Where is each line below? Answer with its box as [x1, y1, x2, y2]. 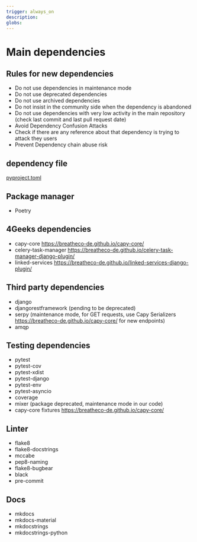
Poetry [14, 207, 31, 214]
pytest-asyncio [14, 388, 52, 395]
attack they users [14, 135, 57, 142]
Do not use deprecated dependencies [14, 91, 108, 98]
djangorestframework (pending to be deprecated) [14, 304, 136, 311]
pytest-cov [14, 362, 41, 369]
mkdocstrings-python [14, 529, 68, 537]
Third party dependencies [6, 282, 105, 292]
